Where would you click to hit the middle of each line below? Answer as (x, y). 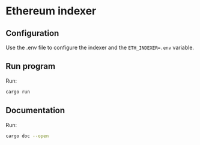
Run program (30, 66)
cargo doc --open (27, 136)
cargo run (18, 92)
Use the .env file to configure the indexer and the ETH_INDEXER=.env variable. (100, 47)
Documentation (35, 111)
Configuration (32, 33)
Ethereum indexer (51, 11)
